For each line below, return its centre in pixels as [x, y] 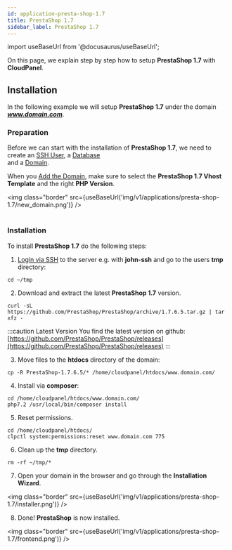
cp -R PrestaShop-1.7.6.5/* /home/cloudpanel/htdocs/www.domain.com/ [111, 372]
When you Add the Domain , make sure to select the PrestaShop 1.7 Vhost [115, 176]
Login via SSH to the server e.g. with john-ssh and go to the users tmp [120, 259]
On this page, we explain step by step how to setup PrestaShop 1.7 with [111, 60]
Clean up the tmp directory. [57, 450]
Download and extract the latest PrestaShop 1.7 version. [99, 293]
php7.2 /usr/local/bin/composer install [67, 405]
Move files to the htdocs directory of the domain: [89, 360]
